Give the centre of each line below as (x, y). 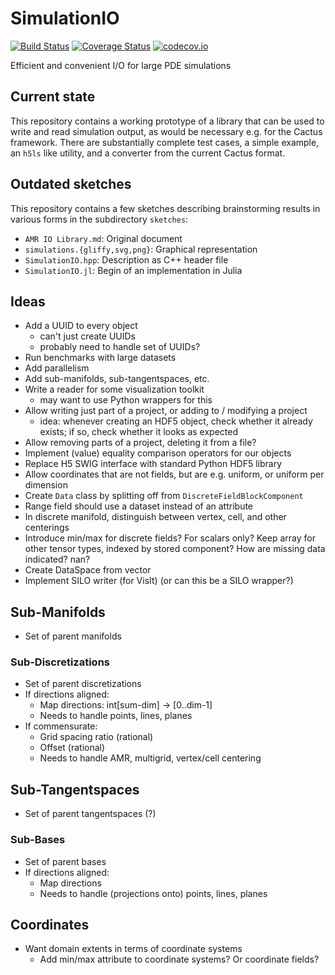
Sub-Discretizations (60, 662)
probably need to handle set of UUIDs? (120, 347)
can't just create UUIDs (87, 336)
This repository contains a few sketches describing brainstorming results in (165, 208)
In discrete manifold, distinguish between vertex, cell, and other (155, 517)
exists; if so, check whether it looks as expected (138, 432)
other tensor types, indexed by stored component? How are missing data (175, 549)
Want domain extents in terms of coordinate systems (133, 949)
